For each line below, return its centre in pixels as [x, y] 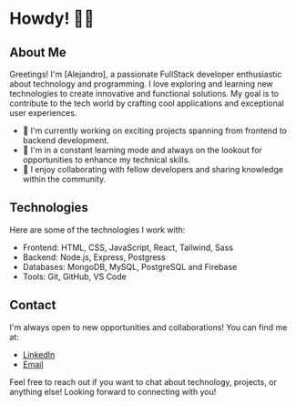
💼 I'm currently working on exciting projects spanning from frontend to [154, 130]
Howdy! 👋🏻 [52, 19]
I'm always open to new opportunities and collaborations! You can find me [148, 327]
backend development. [66, 140]
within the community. [64, 179]
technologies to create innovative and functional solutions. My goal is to [144, 94]
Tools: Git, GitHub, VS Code [75, 276]
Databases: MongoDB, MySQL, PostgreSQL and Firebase [130, 266]
